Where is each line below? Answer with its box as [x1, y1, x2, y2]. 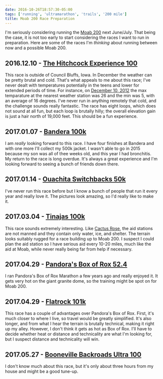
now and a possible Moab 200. [5, 45, 67, 51]
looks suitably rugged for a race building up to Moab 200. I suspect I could [5, 235, 154, 241]
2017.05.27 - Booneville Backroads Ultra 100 [5, 350, 142, 359]
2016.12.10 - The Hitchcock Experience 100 [5, 59, 138, 67]
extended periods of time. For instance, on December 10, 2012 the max [5, 88, 147, 93]
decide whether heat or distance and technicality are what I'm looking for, [5, 331, 153, 337]
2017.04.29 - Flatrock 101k [5, 297, 86, 306]
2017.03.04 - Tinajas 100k [5, 213, 85, 221]
